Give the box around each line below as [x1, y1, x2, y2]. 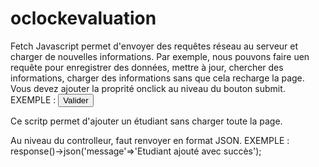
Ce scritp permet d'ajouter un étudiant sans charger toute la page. [10, 115, 283, 127]
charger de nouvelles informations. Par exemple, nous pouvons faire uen [10, 50, 310, 62]
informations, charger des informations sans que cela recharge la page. [10, 72, 305, 84]
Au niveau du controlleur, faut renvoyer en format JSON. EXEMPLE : [10, 134, 290, 146]
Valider [63, 95, 89, 106]
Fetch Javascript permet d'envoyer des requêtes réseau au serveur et [10, 40, 299, 52]
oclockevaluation [10, 7, 157, 30]
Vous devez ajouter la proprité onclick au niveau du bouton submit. [10, 82, 286, 94]
